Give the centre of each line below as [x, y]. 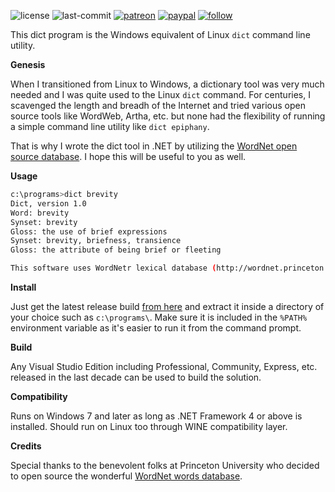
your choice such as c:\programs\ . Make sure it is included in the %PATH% [159, 317]
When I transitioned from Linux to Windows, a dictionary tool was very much [167, 84]
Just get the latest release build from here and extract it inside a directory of [167, 306]
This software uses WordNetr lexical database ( [113, 268]
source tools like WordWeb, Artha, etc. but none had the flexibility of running [168, 116]
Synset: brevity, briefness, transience [96, 241]
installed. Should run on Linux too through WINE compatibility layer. [149, 426]
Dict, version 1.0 [48, 203]
